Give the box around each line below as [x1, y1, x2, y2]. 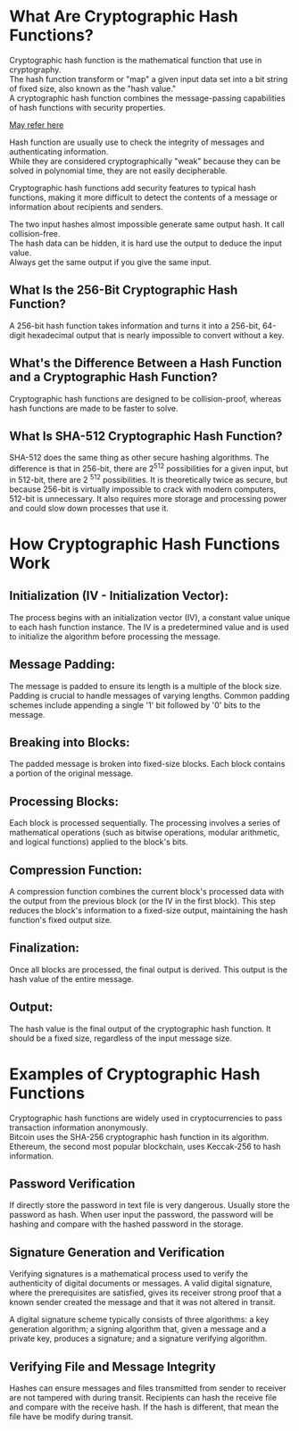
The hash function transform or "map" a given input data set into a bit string [9, 73, 288, 84]
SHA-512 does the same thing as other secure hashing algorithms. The [9, 453, 270, 463]
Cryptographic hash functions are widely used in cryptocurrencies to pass [9, 1112, 283, 1123]
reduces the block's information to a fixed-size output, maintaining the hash [9, 904, 288, 916]
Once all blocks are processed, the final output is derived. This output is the [9, 964, 288, 975]
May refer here [9, 119, 64, 130]
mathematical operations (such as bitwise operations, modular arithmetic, [9, 828, 280, 838]
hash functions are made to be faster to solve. [9, 403, 179, 413]
